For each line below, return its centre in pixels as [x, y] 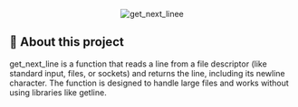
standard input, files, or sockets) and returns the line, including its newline [147, 73]
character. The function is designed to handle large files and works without [149, 83]
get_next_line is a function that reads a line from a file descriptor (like [138, 64]
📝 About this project [67, 42]
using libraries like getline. [58, 92]
